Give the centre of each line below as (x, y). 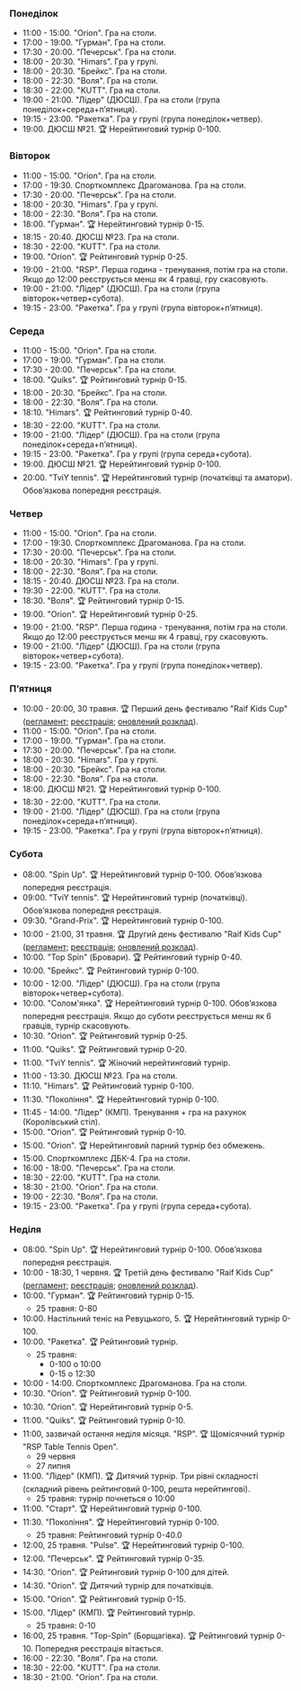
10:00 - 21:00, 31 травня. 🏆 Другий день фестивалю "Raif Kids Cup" (152, 934)
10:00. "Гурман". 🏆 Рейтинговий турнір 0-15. (108, 1296)
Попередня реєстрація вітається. (99, 1649)
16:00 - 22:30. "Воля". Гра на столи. (90, 1659)
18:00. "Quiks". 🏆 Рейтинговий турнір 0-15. (104, 380)
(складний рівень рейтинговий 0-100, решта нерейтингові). (136, 1489)
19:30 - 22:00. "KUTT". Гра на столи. (92, 591)
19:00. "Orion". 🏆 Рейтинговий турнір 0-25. (105, 256)
